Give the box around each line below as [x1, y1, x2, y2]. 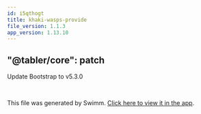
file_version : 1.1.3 [7, 23, 66, 29]
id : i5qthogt [7, 10, 44, 17]
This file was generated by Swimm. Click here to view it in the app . [7, 99, 195, 107]
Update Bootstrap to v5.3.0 [7, 72, 83, 81]
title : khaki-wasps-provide [7, 16, 88, 23]
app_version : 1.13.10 [7, 29, 69, 36]
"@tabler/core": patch [7, 54, 105, 66]
